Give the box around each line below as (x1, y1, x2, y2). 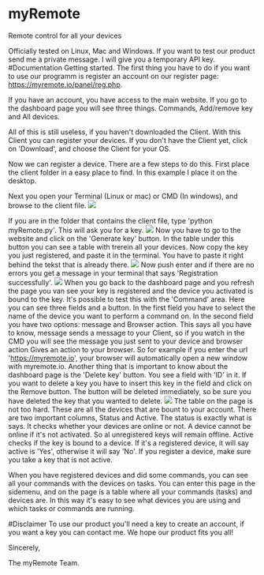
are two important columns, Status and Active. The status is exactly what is (8, 412, 252, 423)
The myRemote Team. (8, 558, 80, 567)
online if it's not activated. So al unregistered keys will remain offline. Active (8, 430, 254, 439)
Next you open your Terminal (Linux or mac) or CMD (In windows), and (8, 191, 238, 201)
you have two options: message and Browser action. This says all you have (8, 319, 252, 329)
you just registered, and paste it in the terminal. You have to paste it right (8, 250, 244, 260)
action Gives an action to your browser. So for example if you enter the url (8, 344, 248, 354)
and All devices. (8, 111, 61, 121)
